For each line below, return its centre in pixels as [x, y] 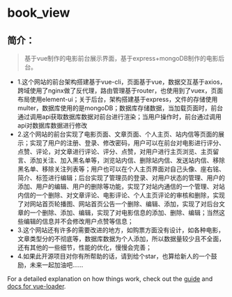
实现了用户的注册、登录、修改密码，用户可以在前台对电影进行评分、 [127, 143]
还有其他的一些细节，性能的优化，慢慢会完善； [84, 247]
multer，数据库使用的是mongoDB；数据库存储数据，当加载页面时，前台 [120, 108]
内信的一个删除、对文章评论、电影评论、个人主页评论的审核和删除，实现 [121, 195]
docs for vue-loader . [37, 286]
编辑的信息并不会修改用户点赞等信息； [78, 221]
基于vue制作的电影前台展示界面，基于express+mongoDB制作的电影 [121, 58]
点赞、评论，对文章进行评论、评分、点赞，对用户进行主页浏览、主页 [115, 152]
